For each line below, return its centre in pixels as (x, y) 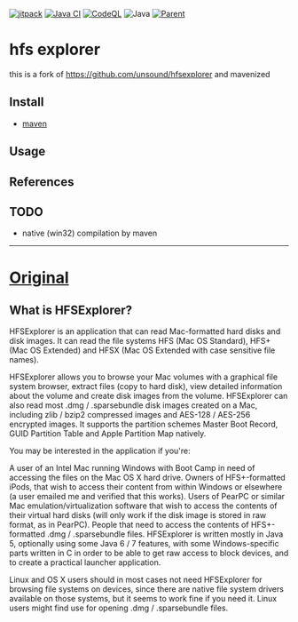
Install (27, 102)
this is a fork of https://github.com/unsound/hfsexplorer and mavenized (140, 74)
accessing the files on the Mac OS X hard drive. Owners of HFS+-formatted (147, 478)
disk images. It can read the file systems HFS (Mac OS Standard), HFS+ (140, 341)
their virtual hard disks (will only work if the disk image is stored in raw (138, 515)
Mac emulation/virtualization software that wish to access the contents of (143, 506)
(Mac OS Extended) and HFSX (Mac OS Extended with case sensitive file (142, 350)
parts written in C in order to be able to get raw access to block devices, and (149, 553)
